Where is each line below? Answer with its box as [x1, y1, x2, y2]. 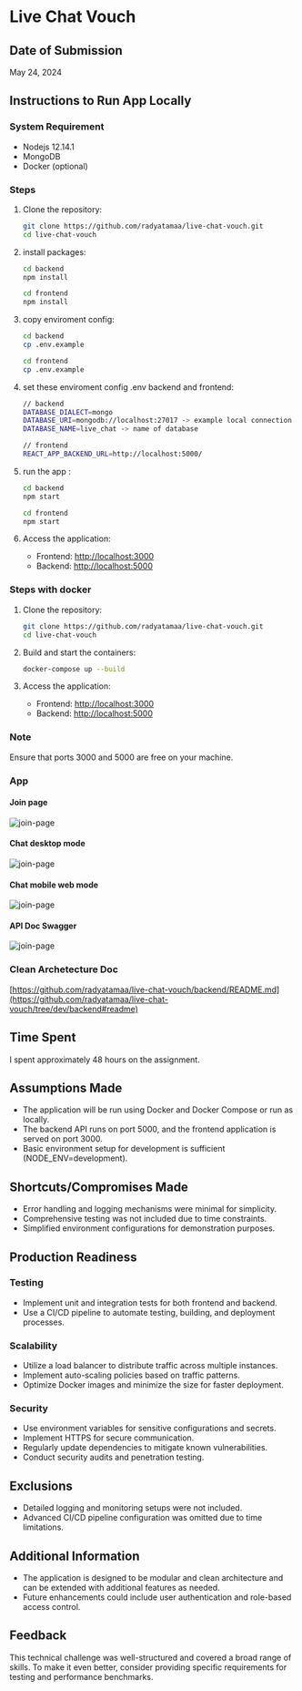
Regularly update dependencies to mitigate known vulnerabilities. [22, 1442, 268, 1453]
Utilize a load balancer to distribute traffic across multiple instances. [22, 1360, 278, 1371]
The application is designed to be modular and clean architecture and [22, 1573, 284, 1583]
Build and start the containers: [22, 647, 136, 658]
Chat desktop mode [9, 838, 86, 849]
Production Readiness [9, 1249, 137, 1265]
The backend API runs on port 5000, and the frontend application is [22, 1123, 277, 1135]
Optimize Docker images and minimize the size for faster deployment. [22, 1379, 285, 1390]
